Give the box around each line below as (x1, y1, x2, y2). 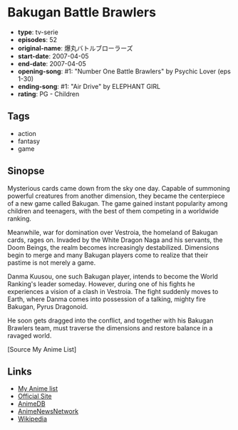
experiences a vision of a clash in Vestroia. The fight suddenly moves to (7, 287, 219, 295)
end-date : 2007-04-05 (17, 59, 87, 68)
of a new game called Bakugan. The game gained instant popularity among (7, 199, 228, 207)
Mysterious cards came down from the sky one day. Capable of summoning (7, 184, 230, 192)
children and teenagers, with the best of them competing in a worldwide (7, 206, 219, 215)
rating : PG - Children (17, 90, 80, 98)
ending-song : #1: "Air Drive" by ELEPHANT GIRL (17, 82, 161, 90)
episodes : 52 (17, 35, 58, 43)
